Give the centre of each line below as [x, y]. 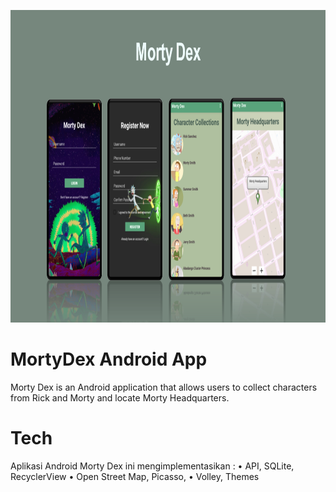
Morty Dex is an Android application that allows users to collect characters [164, 387]
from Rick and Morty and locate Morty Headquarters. [120, 397]
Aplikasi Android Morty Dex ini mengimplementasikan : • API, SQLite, [152, 466]
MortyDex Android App [109, 359]
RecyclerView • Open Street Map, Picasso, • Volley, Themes [135, 476]
